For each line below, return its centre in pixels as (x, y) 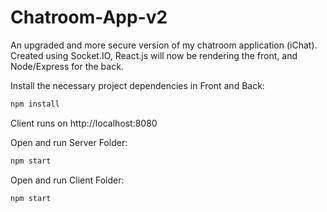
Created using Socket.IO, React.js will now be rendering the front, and (154, 55)
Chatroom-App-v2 (89, 17)
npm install (35, 104)
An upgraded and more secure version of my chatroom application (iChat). (164, 45)
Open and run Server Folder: (69, 142)
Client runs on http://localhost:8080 (84, 123)
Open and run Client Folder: (67, 180)
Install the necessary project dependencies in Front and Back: (137, 85)
